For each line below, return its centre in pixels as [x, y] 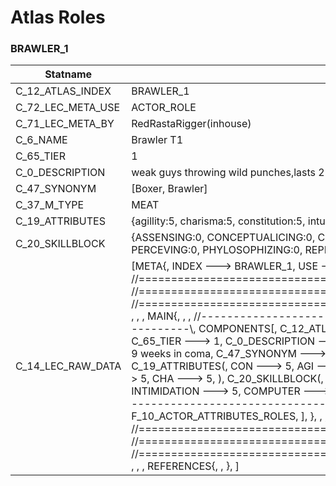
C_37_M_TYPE [50, 205]
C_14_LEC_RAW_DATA [68, 366]
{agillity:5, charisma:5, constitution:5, [218, 221]
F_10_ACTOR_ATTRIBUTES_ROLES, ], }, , [227, 416]
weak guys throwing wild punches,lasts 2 [228, 173]
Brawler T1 [157, 140]
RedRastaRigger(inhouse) [191, 124]
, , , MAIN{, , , [161, 316]
